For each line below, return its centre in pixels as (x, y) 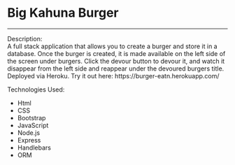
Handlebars (34, 148)
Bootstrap (31, 117)
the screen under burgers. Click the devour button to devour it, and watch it (116, 61)
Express (29, 140)
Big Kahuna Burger (63, 13)
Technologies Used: (36, 89)
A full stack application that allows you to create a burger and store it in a (113, 46)
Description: (25, 38)
